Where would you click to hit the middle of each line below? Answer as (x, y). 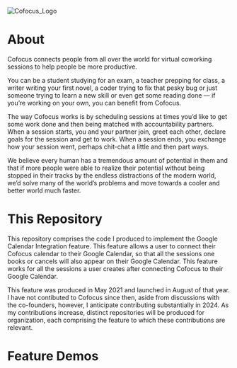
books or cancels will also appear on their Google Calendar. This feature (112, 261)
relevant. (20, 327)
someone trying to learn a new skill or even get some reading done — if (111, 95)
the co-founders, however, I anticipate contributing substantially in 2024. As (118, 305)
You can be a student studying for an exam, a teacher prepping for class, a (116, 80)
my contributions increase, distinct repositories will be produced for (106, 312)
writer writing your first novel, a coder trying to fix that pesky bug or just (112, 88)
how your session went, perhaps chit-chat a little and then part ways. (108, 146)
